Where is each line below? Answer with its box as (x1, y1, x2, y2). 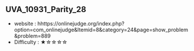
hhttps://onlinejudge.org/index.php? (37, 20, 125, 27)
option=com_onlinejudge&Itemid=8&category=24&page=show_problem (14, 26, 189, 33)
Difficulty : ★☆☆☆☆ (14, 38, 68, 45)
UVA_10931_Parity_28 (5, 5, 86, 14)
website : (14, 20, 36, 27)
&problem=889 (14, 32, 51, 39)
